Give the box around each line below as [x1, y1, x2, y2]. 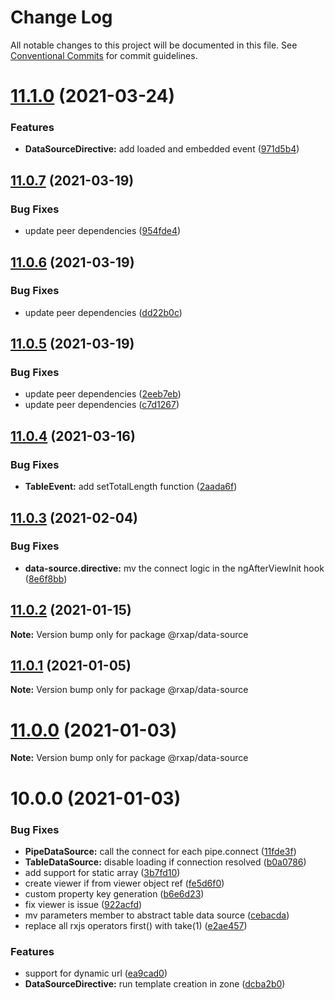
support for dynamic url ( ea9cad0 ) [24, 967, 168, 980]
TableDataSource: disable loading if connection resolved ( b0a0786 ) [24, 856, 307, 868]
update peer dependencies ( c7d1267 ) [24, 399, 180, 411]
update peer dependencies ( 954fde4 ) [24, 225, 182, 237]
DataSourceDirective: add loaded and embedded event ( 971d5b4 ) [24, 143, 300, 155]
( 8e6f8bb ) [24, 572, 68, 585]
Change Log [10, 6, 113, 29]
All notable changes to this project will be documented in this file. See [10, 39, 298, 51]
